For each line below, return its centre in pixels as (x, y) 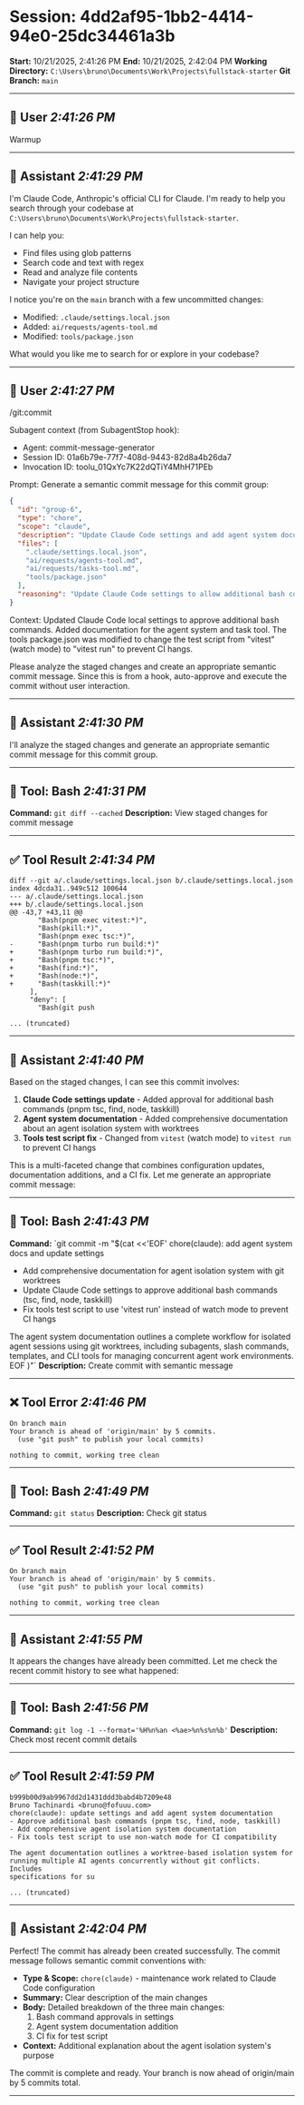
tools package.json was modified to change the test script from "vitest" (142, 639)
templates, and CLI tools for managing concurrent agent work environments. (152, 1355)
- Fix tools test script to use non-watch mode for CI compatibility (143, 1837)
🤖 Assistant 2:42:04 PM (78, 1929)
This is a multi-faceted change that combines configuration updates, (137, 1165)
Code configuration (58, 1987)
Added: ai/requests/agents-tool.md (90, 326)
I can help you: (37, 235)
